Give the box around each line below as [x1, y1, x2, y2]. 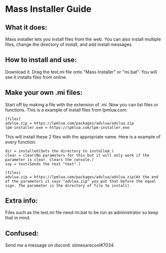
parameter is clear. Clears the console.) [5, 157, 94, 162]
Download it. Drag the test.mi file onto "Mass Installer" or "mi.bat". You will [5, 69, 157, 75]
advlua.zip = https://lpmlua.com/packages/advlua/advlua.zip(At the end [5, 174, 159, 179]
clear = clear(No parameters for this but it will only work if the [5, 153, 150, 158]
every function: [5, 139, 36, 145]
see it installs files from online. [5, 74, 67, 80]
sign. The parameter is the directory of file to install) [5, 183, 130, 188]
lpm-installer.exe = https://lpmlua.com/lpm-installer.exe [5, 125, 130, 130]
